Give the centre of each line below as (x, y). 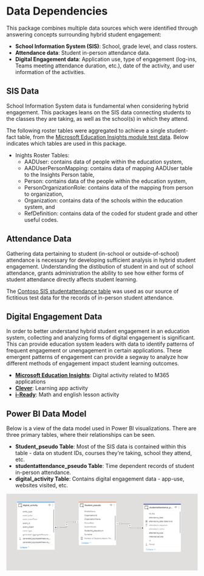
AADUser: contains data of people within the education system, (104, 162)
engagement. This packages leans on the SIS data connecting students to (99, 112)
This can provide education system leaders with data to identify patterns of (100, 344)
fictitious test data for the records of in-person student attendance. (90, 297)
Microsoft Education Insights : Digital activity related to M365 (92, 375)
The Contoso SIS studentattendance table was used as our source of (93, 291)
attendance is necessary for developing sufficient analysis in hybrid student (101, 260)
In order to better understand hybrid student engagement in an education (98, 331)
